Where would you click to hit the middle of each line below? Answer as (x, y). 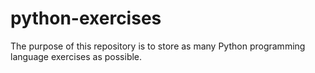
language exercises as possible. (76, 56)
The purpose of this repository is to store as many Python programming (158, 46)
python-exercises (86, 18)
